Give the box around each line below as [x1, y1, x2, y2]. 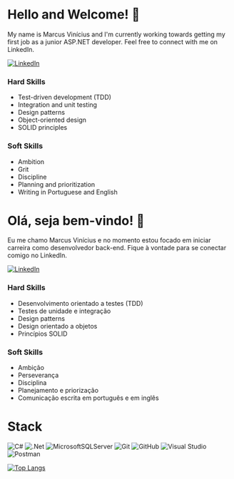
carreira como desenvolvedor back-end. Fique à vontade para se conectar [7, 244, 227, 252]
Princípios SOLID [17, 329, 68, 338]
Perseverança [17, 371, 59, 380]
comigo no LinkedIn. [7, 251, 68, 259]
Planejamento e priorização [17, 386, 98, 395]
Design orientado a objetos [17, 321, 98, 330]
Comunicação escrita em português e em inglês [17, 393, 159, 402]
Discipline [17, 172, 47, 181]
